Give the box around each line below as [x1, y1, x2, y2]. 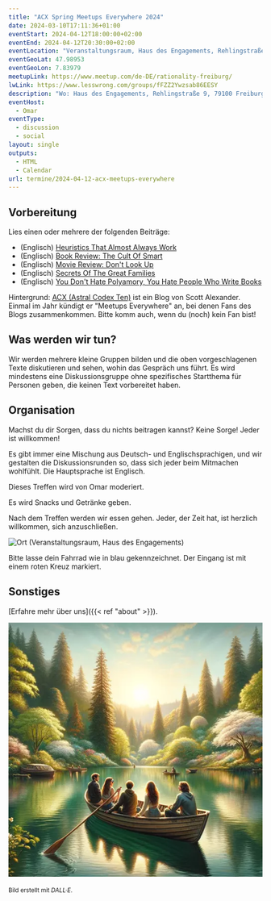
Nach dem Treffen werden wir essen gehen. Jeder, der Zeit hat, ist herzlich [8, 513, 258, 523]
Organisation [8, 403, 75, 417]
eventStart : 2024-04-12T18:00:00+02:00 [8, 30, 143, 38]
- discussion [15, 123, 60, 132]
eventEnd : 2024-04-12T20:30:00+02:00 [8, 39, 135, 47]
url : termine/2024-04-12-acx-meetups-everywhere [8, 174, 175, 183]
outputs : [8, 149, 38, 157]
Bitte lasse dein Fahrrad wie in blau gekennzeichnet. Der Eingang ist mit [8, 553, 247, 562]
